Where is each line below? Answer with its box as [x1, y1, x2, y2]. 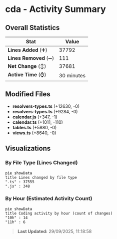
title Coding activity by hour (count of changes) [5, 211, 113, 216]
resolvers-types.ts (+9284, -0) [12, 108, 78, 114]
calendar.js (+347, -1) [12, 114, 57, 120]
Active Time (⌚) [7, 71, 46, 78]
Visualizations [5, 144, 51, 153]
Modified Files [5, 90, 51, 98]
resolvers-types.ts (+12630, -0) [12, 103, 80, 109]
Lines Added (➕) [7, 46, 47, 53]
